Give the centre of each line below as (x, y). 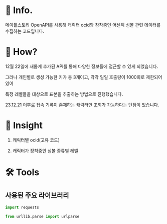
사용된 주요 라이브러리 (37, 196)
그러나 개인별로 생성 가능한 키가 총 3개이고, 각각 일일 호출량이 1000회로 (75, 77)
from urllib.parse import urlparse (42, 216)
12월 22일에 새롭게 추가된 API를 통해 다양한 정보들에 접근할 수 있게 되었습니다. (82, 66)
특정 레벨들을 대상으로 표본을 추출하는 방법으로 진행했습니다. (64, 94)
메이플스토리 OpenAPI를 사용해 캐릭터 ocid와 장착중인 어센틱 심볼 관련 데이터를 (83, 25)
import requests (22, 207)
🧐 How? (21, 52)
